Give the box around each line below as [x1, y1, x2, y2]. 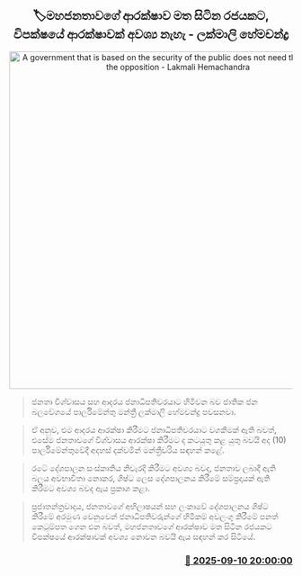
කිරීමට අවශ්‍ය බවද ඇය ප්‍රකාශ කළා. [31, 482, 150, 493]
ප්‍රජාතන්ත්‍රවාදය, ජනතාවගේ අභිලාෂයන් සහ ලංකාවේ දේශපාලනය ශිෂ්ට [31, 500, 269, 511]
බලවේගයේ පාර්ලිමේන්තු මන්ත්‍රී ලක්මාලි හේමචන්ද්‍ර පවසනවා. [31, 406, 236, 417]
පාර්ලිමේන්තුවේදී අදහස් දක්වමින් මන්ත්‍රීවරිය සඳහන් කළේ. [31, 445, 225, 455]
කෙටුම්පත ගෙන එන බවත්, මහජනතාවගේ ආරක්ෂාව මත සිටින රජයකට [31, 521, 272, 532]
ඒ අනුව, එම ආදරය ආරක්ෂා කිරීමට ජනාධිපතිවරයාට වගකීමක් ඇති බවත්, [31, 424, 277, 435]
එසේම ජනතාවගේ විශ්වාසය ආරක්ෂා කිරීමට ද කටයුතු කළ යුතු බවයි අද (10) [31, 434, 287, 445]
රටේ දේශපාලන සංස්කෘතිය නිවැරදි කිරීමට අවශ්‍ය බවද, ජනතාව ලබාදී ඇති [31, 463, 277, 473]
